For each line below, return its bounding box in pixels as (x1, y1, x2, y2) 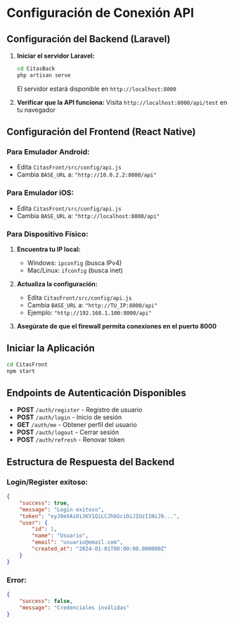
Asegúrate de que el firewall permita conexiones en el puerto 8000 (16, 322, 217, 331)
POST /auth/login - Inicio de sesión (16, 413, 122, 421)
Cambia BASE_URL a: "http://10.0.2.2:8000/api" (16, 170, 157, 179)
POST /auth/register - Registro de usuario (16, 406, 143, 414)
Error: (6, 575, 27, 585)
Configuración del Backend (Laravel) (6, 33, 171, 45)
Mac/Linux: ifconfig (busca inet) (27, 266, 124, 275)
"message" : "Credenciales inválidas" (19, 604, 130, 611)
